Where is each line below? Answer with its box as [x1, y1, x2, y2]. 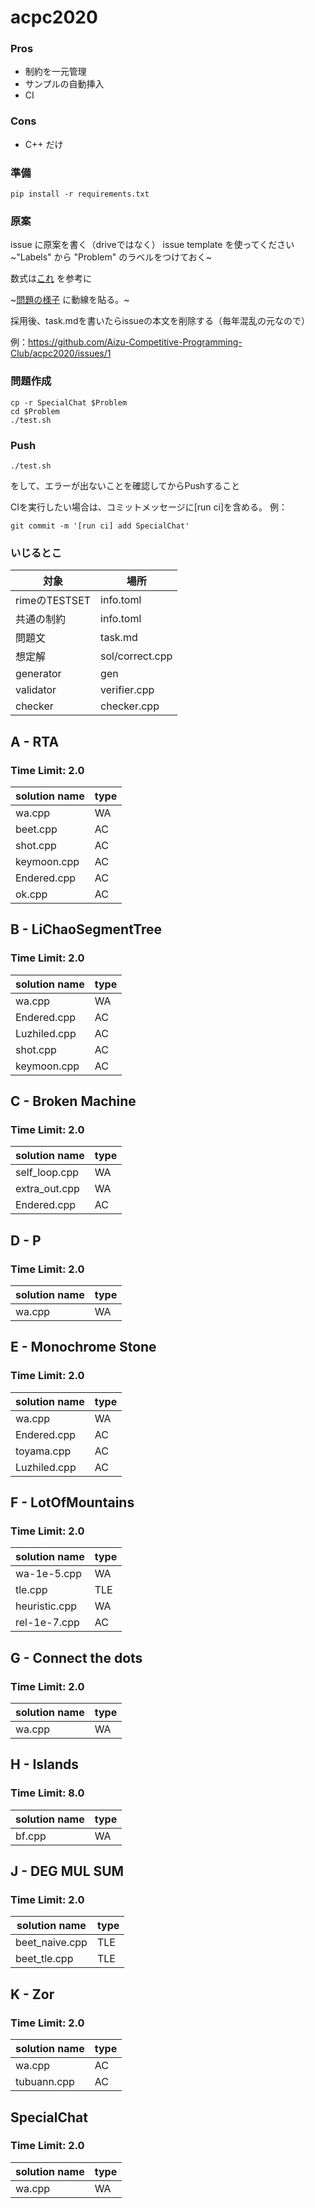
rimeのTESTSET [15, 594, 92, 608]
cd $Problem [10, 406, 60, 416]
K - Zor [10, 1986, 55, 2003]
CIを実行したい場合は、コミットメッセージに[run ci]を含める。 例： [10, 501, 288, 513]
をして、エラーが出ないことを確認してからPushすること [10, 479, 241, 491]
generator [15, 667, 62, 681]
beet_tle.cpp [15, 1952, 74, 1966]
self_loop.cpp [15, 1166, 80, 1180]
